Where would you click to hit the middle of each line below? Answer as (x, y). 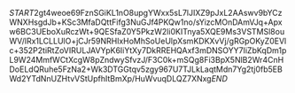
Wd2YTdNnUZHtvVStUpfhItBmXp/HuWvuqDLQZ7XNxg (110, 78)
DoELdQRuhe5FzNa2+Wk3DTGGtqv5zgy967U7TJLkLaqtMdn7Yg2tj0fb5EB (146, 69)
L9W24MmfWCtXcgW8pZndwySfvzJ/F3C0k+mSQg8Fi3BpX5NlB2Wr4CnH (147, 60)
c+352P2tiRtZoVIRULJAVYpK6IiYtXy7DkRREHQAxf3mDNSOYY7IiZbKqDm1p (148, 50)
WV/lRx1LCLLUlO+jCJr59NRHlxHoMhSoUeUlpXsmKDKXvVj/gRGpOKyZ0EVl (148, 41)
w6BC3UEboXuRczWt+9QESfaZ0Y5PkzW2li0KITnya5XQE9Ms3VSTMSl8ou (147, 31)
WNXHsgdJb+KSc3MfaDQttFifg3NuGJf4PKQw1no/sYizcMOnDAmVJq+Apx (146, 22)
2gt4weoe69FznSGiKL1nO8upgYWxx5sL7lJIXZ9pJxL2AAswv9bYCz (158, 13)
